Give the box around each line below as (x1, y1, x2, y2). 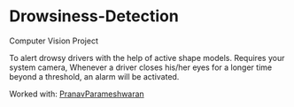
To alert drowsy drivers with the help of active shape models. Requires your (9, 52, 285, 63)
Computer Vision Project (9, 35, 99, 46)
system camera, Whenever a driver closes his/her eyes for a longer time (9, 62, 273, 73)
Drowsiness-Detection (9, 6, 179, 27)
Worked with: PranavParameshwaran (9, 88, 144, 99)
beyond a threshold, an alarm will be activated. (9, 71, 180, 81)
